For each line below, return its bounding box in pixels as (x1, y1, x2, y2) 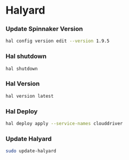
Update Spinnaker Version (5, 25, 83, 33)
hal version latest (5, 93, 54, 99)
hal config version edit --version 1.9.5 (5, 38, 110, 44)
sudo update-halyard (5, 148, 57, 154)
